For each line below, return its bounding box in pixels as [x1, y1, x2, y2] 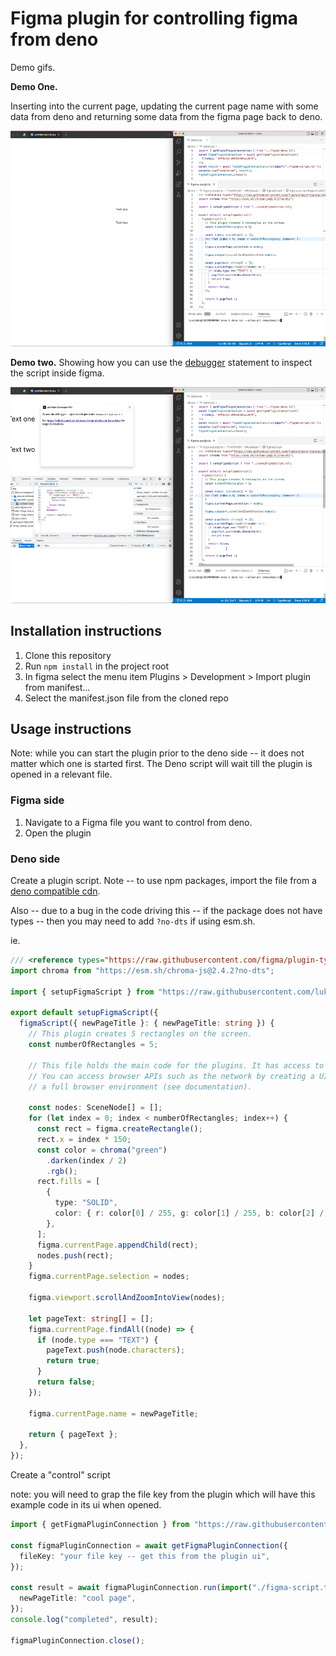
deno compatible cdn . [10, 885, 101, 897]
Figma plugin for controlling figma [10, 7, 299, 30]
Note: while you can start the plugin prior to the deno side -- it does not [10, 747, 305, 759]
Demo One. [10, 80, 58, 92]
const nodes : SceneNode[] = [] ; [28, 1103, 163, 1113]
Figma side [10, 793, 65, 807]
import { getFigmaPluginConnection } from [10, 1520, 190, 1530]
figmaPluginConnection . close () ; [10, 1635, 145, 1646]
